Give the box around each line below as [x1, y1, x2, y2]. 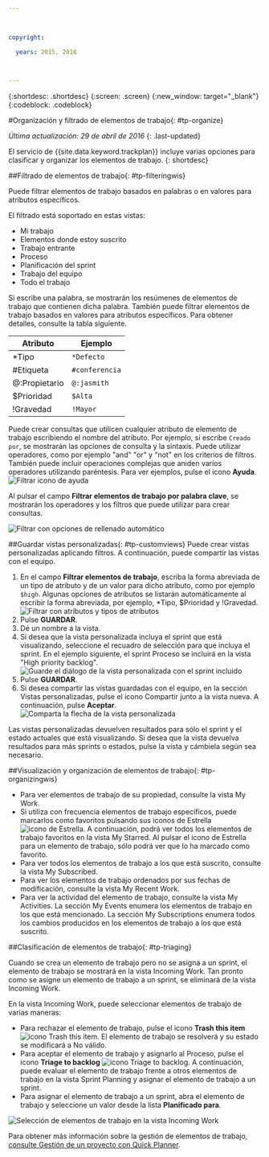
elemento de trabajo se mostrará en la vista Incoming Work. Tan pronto [8, 966, 243, 976]
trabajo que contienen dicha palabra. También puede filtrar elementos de [8, 302, 251, 311]
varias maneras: [8, 1007, 62, 1018]
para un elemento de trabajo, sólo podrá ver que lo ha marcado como [19, 842, 251, 851]
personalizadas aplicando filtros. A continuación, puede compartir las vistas [8, 548, 259, 558]
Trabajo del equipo [19, 269, 83, 278]
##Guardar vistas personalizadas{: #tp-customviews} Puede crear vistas [8, 540, 250, 550]
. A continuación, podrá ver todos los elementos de [83, 824, 252, 834]
